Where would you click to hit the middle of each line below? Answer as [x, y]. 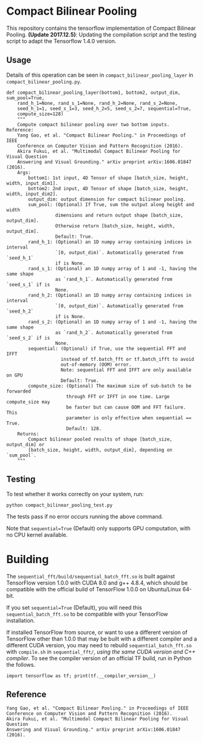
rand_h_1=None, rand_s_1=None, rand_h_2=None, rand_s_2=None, [98, 103]
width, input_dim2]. [33, 194]
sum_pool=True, [26, 98]
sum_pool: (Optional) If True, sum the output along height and [111, 204]
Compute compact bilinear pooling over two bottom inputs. [94, 124]
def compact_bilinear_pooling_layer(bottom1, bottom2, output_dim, [94, 93]
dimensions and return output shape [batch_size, [119, 215]
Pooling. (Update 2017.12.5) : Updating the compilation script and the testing [101, 34]
